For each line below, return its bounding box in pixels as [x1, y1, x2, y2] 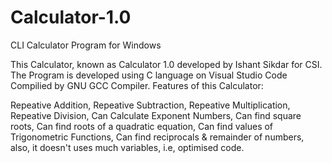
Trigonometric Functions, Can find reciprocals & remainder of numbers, [10, 131, 305, 143]
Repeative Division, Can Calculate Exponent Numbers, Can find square [10, 109, 302, 121]
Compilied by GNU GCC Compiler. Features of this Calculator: [10, 79, 264, 91]
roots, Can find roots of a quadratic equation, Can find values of [10, 120, 274, 132]
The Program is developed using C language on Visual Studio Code [10, 69, 288, 81]
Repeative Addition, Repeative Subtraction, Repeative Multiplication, [10, 99, 291, 111]
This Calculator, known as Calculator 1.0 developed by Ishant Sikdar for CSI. [10, 58, 323, 70]
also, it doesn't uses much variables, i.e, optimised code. [10, 141, 245, 153]
